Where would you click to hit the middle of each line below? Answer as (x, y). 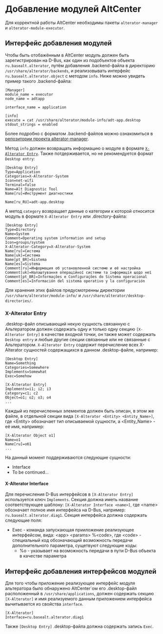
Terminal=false (20, 185)
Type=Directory (20, 229)
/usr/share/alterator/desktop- (114, 296)
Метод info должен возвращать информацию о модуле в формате (75, 148)
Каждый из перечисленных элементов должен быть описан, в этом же (80, 411)
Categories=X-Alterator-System (37, 176)
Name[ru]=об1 (18, 444)
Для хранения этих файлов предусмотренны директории (65, 290)
